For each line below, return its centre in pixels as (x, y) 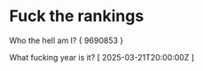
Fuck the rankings (77, 16)
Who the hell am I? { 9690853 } (66, 40)
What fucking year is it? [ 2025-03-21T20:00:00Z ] (102, 57)
